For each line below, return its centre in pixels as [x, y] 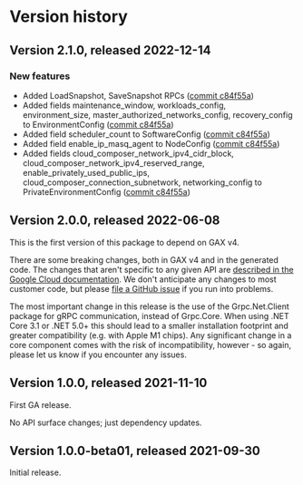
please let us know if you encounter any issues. [98, 354]
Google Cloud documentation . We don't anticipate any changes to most [143, 279]
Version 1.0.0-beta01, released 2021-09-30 [135, 451]
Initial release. [35, 472]
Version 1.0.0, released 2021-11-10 [108, 383]
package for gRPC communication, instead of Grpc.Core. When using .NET [150, 315]
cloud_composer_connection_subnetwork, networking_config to [142, 182]
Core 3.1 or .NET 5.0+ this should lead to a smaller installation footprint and [149, 325]
